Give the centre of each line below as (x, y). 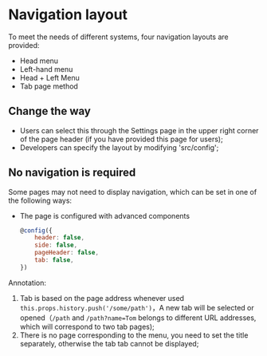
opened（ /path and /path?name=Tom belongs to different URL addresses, (138, 318)
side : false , (56, 245)
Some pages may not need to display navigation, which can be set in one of (133, 192)
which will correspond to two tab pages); (87, 326)
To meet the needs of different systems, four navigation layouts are (118, 37)
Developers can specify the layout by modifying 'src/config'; (119, 147)
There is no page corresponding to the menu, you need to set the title (134, 335)
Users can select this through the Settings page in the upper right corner (139, 130)
